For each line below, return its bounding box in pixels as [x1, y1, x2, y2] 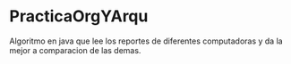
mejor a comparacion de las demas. [9, 44, 141, 55]
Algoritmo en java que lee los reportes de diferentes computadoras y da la [9, 36, 284, 46]
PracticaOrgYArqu [9, 6, 149, 27]
